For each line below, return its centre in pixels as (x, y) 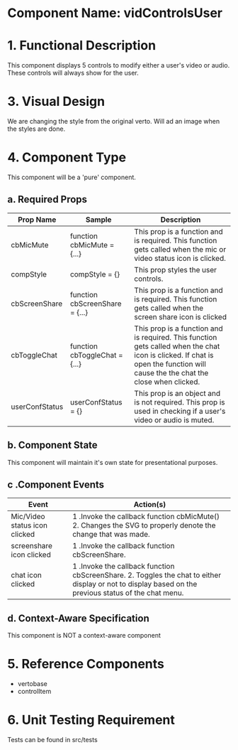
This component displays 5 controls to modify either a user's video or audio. (119, 65)
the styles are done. (36, 129)
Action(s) (150, 505)
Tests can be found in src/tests (52, 740)
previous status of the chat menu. (128, 593)
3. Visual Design (56, 102)
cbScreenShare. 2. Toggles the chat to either (147, 575)
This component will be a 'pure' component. (72, 177)
